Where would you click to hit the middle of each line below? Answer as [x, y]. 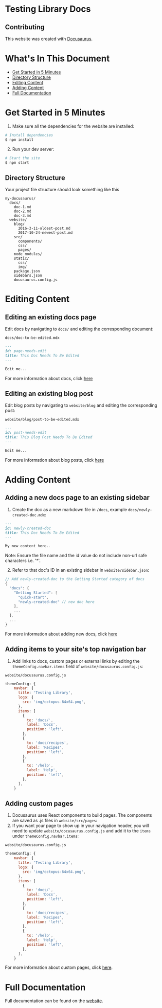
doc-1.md [23, 207]
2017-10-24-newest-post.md [45, 233]
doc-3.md [23, 216]
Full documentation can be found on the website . [54, 1001]
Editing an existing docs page [51, 317]
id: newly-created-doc [28, 528]
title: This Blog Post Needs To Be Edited [49, 437]
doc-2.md [23, 211]
